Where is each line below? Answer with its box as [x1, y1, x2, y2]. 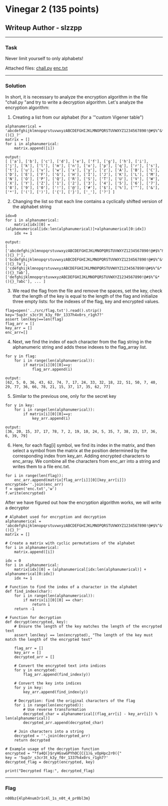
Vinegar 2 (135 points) [5, 4, 99, 15]
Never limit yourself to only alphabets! [5, 56, 83, 62]
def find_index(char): [5, 589, 52, 594]
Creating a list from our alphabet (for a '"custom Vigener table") [12, 114, 144, 120]
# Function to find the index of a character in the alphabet [5, 584, 137, 589]
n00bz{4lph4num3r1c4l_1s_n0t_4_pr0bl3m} [5, 795, 91, 801]
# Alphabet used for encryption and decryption [5, 514, 106, 519]
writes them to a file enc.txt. [12, 463, 70, 469]
